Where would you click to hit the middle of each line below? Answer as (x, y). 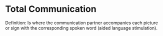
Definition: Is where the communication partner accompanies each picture (82, 23)
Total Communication (51, 9)
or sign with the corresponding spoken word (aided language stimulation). (81, 28)
